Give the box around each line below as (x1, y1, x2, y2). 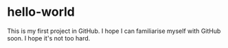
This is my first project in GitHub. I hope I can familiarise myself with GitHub (7, 27, 221, 35)
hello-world (7, 4, 76, 20)
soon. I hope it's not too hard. (7, 34, 91, 42)
